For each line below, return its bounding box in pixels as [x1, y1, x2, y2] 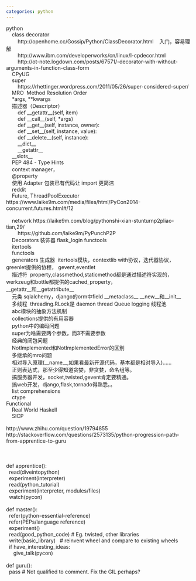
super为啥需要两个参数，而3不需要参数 [11, 329, 106, 337]
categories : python [6, 8, 54, 15]
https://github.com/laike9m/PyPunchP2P [17, 229, 116, 236]
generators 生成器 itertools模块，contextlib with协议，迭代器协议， [11, 256, 174, 263]
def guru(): [6, 562, 32, 569]
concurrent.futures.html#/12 [6, 205, 74, 212]
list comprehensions [11, 388, 61, 395]
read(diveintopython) [8, 468, 60, 475]
